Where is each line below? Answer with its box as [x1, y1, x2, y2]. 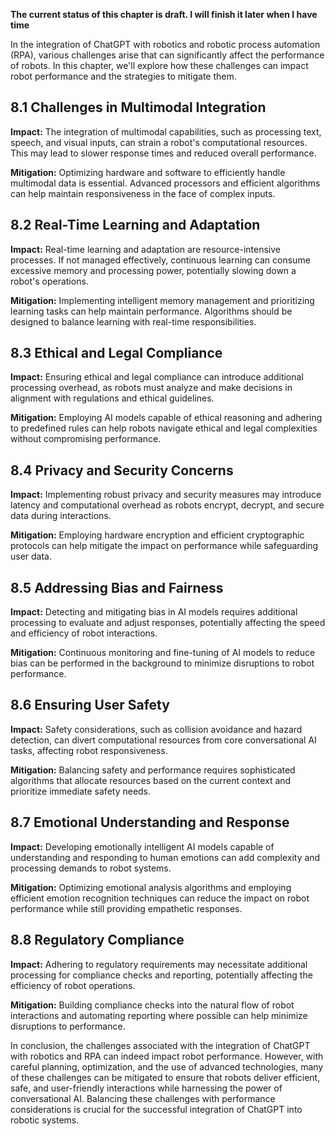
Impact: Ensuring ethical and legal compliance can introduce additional [10, 371, 304, 383]
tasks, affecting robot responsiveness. [10, 744, 168, 756]
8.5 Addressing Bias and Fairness [10, 579, 224, 596]
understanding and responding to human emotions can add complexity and [10, 851, 321, 863]
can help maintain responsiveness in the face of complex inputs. [10, 187, 276, 199]
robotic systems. [10, 1114, 80, 1126]
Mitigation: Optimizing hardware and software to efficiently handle [10, 166, 286, 178]
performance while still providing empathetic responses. [10, 902, 243, 914]
